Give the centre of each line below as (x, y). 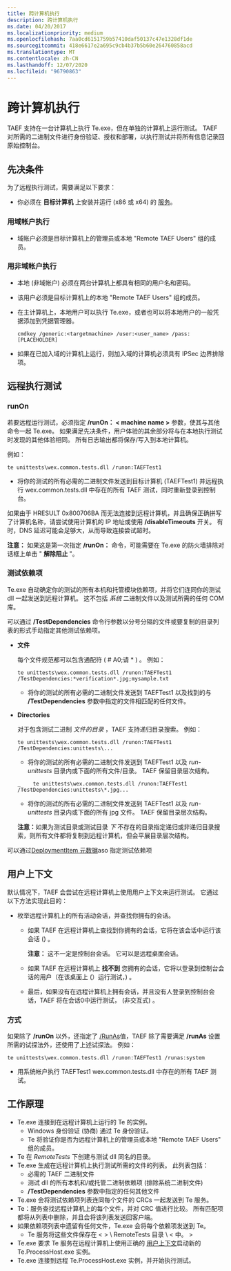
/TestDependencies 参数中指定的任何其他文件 (93, 1191)
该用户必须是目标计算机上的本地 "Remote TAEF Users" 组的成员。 (110, 297)
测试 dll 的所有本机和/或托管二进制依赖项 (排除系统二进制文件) (115, 1182)
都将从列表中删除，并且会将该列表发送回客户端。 (87, 1217)
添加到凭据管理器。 (50, 321)
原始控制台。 (25, 145)
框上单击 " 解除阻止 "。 (46, 553)
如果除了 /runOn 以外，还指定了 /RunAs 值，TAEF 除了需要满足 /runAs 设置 (114, 1036)
